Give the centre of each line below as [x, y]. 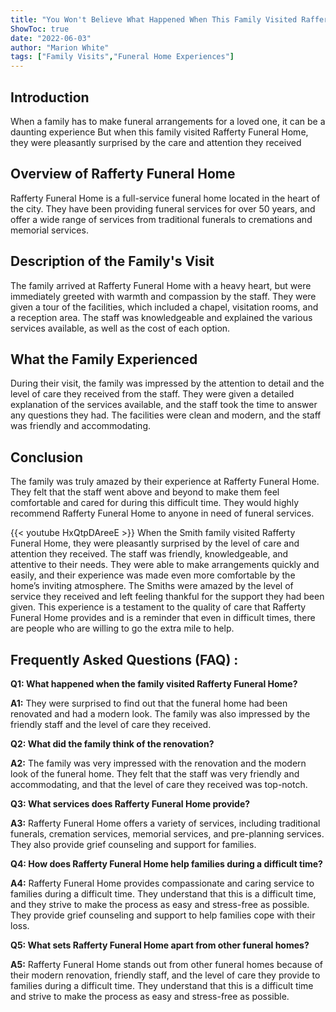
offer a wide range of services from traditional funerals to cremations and [161, 219]
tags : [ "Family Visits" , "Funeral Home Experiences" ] [122, 57]
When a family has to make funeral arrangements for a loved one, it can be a [168, 121]
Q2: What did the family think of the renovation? [112, 744]
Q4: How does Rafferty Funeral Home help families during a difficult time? [166, 864]
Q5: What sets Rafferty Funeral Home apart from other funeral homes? [160, 945]
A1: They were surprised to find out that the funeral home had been [149, 703]
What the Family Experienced [104, 359]
